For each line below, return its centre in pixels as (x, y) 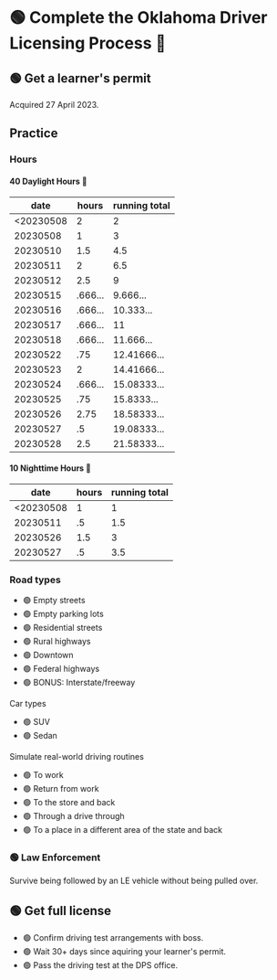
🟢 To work (43, 775)
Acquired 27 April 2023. (54, 105)
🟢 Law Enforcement (55, 857)
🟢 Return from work (61, 789)
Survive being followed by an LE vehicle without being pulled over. (134, 881)
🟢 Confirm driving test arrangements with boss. (113, 938)
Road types (35, 580)
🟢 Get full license (61, 911)
